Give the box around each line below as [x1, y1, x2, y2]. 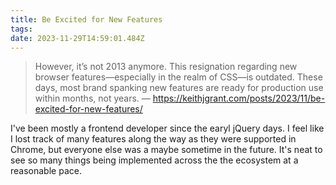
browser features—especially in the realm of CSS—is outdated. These [34, 71, 323, 83]
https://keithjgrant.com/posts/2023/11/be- [152, 92, 326, 105]
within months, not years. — [34, 92, 151, 105]
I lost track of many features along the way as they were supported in [10, 133, 297, 145]
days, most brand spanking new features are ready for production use [34, 82, 324, 94]
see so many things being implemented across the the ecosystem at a [10, 154, 299, 166]
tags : [10, 24, 33, 34]
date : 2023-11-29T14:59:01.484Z [10, 33, 145, 43]
